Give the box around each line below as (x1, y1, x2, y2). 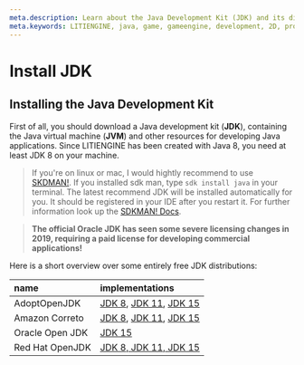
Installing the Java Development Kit (9, 97, 214, 112)
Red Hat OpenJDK (14, 341, 92, 353)
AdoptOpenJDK (14, 296, 81, 309)
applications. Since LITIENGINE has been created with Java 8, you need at (9, 139, 287, 150)
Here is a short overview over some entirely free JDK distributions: (9, 260, 258, 271)
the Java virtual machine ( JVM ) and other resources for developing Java (9, 130, 280, 141)
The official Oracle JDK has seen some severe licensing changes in (31, 223, 290, 234)
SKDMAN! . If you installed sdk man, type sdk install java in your (31, 177, 279, 187)
